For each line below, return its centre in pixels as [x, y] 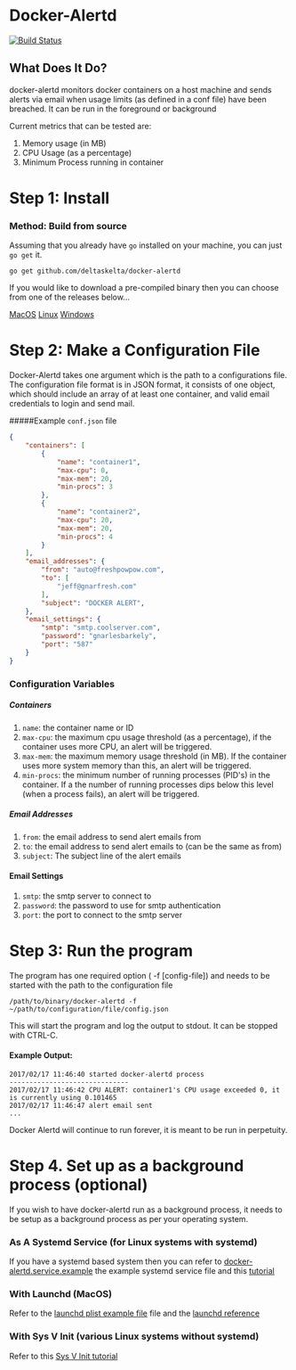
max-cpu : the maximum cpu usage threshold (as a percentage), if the [147, 737]
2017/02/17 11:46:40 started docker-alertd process [107, 1074]
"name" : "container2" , [99, 512]
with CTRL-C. [34, 1035]
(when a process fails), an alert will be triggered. [111, 793]
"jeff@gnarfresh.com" [97, 586]
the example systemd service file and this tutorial [185, 1271]
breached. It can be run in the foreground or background [113, 109]
